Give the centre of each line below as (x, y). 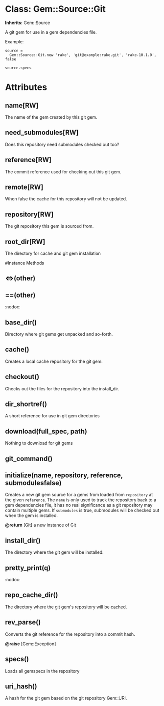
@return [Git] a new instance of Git (41, 525)
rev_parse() (23, 622)
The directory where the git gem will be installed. (54, 552)
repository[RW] (29, 214)
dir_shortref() (26, 404)
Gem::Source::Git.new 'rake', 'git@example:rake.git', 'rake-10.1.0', (83, 55)
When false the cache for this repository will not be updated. (66, 199)
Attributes (26, 87)
